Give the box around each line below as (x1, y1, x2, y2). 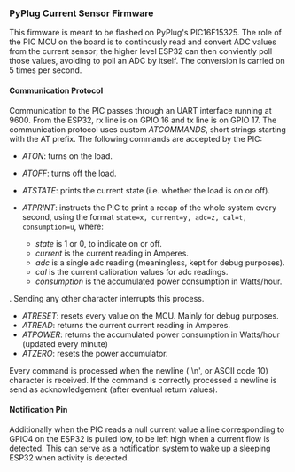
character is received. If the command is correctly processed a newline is (9, 374, 277, 385)
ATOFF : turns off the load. (21, 168, 117, 178)
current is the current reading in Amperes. (35, 248, 189, 258)
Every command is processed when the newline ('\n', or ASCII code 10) (9, 365, 268, 375)
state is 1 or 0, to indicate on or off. (35, 238, 162, 248)
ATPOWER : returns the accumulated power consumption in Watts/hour (21, 329, 281, 340)
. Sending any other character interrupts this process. (9, 293, 205, 303)
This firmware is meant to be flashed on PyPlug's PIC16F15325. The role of (9, 28, 282, 38)
